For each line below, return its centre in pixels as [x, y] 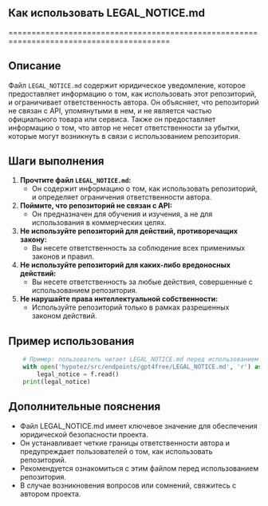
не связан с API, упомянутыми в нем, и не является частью [110, 110]
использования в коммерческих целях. [99, 223]
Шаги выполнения [56, 162]
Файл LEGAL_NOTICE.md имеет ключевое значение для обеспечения [138, 425]
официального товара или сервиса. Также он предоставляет [112, 119]
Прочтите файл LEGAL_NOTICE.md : [75, 180]
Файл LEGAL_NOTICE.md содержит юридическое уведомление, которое [127, 85]
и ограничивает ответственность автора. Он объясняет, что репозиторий [134, 102]
